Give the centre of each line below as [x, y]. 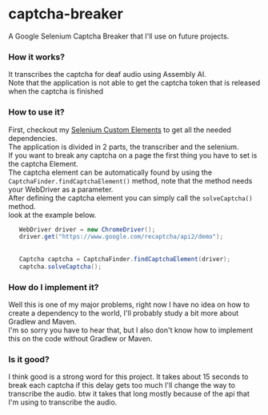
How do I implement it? [54, 287]
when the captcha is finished [56, 91]
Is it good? [29, 359]
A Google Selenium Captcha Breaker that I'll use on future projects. [119, 36]
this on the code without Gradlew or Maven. [80, 339]
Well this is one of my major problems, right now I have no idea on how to [129, 304]
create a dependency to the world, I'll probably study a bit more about [124, 313]
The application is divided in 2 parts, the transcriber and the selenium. [124, 147]
